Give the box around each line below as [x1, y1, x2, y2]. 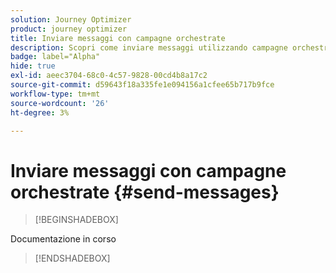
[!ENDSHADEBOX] [34, 252, 111, 265]
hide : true [10, 61, 56, 71]
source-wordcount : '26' [10, 98, 110, 108]
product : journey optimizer [10, 24, 128, 34]
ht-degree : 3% [10, 107, 70, 118]
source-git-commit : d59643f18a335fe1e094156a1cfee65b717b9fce [10, 80, 275, 90]
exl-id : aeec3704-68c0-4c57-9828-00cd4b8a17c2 [10, 71, 208, 81]
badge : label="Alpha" [10, 52, 101, 62]
